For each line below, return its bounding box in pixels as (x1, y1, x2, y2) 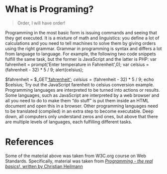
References (5, 136, 54, 148)
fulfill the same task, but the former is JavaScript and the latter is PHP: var (5, 56, 157, 62)
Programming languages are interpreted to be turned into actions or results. (5, 87, 160, 93)
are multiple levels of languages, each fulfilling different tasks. (5, 119, 133, 125)
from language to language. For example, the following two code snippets (5, 51, 156, 57)
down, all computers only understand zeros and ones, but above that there (5, 113, 158, 119)
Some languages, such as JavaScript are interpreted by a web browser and (5, 92, 160, 98)
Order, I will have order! (17, 20, 66, 26)
